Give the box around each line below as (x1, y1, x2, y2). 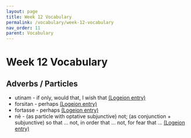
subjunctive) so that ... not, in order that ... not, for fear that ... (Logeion (14, 119, 186, 126)
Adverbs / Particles (6, 78, 78, 88)
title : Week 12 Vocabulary (6, 14, 72, 20)
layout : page (6, 8, 38, 15)
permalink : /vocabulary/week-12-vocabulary (6, 19, 114, 25)
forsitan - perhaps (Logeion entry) (14, 101, 98, 108)
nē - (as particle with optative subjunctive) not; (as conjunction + (14, 113, 172, 120)
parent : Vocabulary (6, 30, 54, 36)
